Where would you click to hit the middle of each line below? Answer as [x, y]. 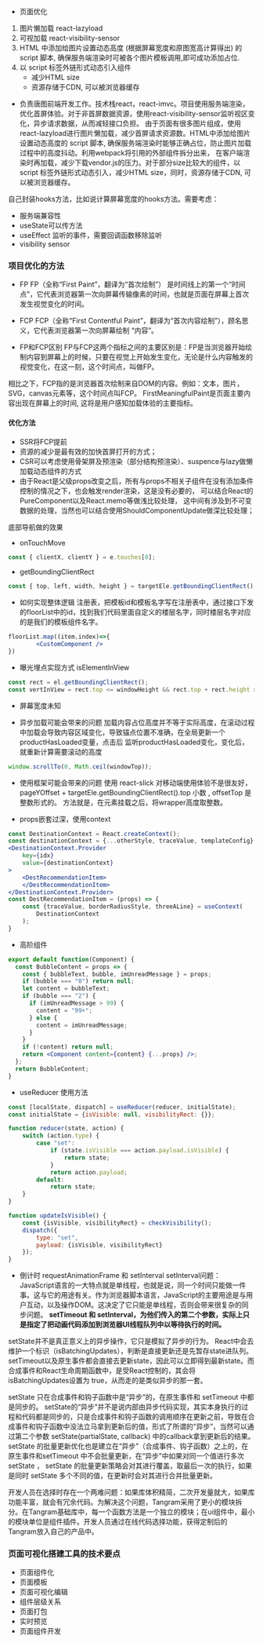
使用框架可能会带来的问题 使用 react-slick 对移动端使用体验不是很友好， [135, 783]
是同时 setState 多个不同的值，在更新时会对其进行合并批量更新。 [113, 1476]
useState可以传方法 [51, 225]
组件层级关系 [40, 1602]
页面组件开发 [40, 1631]
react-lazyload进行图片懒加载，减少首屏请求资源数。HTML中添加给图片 [135, 133]
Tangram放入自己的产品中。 [54, 1532]
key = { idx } [38, 856]
